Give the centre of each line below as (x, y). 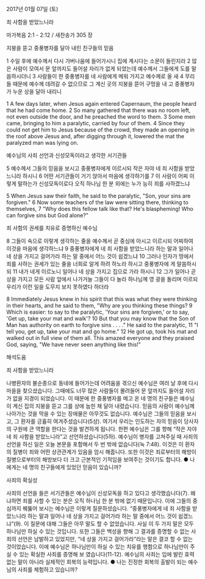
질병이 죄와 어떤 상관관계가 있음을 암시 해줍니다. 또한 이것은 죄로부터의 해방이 (105, 452)
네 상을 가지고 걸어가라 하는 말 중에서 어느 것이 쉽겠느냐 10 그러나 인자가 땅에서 (100, 256)
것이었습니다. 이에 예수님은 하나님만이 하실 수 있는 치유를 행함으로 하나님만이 (98, 547)
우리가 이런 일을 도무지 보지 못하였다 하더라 (58, 287)
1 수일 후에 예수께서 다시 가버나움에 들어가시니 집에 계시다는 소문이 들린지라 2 (99, 61)
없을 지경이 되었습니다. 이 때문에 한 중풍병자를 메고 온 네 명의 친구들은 (95, 398)
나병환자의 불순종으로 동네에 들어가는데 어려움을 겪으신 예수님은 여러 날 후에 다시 (103, 383)
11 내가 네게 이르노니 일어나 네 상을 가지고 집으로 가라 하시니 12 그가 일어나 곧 (104, 271)
